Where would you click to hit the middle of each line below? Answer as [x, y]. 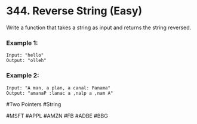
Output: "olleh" [26, 61]
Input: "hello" [25, 55]
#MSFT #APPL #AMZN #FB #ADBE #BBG [57, 116]
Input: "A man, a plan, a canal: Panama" [59, 88]
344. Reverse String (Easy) [74, 11]
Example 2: [23, 76]
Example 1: [22, 43]
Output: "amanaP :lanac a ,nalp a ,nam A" [60, 93]
